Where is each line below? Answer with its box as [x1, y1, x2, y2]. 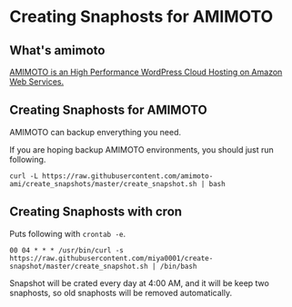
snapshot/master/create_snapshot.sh [9, 262, 148, 271]
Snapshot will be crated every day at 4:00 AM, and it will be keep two [9, 277, 270, 288]
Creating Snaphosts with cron [9, 204, 183, 220]
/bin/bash [159, 262, 197, 271]
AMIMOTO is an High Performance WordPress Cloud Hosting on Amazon [9, 66, 283, 77]
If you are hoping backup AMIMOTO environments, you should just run [9, 144, 275, 155]
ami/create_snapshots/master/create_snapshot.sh [9, 179, 197, 188]
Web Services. [9, 76, 65, 87]
